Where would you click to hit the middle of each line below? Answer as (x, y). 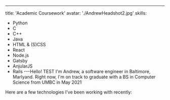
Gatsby (20, 61)
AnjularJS (23, 66)
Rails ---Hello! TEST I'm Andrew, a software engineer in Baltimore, (81, 71)
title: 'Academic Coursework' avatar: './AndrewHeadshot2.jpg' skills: (76, 13)
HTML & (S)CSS (29, 44)
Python (20, 23)
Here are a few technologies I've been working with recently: (69, 92)
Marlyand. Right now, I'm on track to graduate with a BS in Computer (84, 77)
